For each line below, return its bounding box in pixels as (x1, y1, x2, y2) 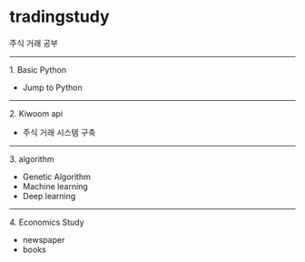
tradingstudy (9, 6, 111, 27)
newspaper (22, 234, 65, 245)
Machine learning (22, 180, 88, 192)
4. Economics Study (9, 217, 84, 227)
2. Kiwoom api (9, 107, 64, 119)
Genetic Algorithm (22, 171, 91, 182)
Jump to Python (22, 82, 84, 93)
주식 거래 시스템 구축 (22, 126, 96, 137)
